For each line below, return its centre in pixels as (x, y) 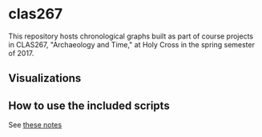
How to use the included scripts (89, 105)
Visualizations (45, 78)
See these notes (35, 125)
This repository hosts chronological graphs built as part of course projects (131, 36)
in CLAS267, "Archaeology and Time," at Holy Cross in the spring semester (131, 44)
